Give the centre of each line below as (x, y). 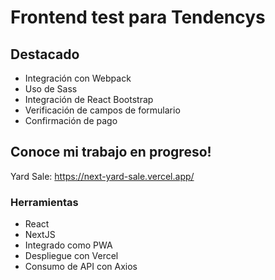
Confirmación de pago (71, 120)
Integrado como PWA (68, 245)
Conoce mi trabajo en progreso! (111, 152)
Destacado (45, 54)
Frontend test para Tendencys (138, 17)
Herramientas (44, 202)
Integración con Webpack (78, 78)
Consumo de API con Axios (81, 267)
